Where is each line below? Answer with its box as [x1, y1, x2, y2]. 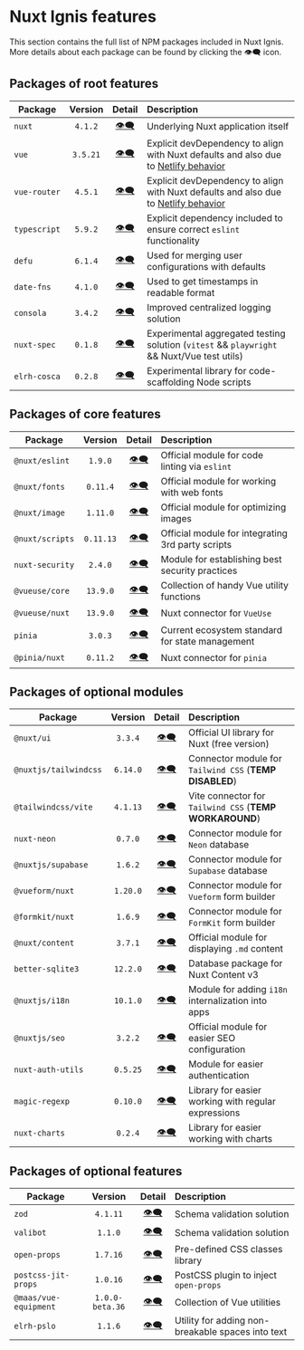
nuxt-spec [14, 340, 56, 349]
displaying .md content [188, 943, 283, 955]
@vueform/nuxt [14, 886, 75, 896]
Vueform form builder [188, 890, 276, 903]
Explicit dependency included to [146, 211, 283, 224]
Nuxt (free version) [188, 738, 270, 751]
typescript [14, 224, 61, 235]
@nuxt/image [14, 507, 66, 518]
